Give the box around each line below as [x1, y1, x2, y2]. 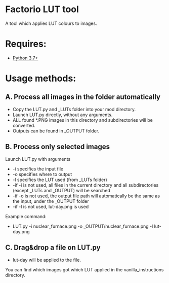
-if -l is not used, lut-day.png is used [12, 203, 89, 209]
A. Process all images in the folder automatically [5, 93, 161, 101]
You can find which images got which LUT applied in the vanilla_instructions [5, 266, 164, 272]
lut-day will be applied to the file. [12, 257, 81, 263]
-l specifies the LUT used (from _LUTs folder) [12, 176, 107, 183]
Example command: [5, 213, 47, 219]
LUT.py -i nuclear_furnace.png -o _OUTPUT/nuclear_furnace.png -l [12, 223, 153, 229]
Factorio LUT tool [5, 4, 79, 15]
